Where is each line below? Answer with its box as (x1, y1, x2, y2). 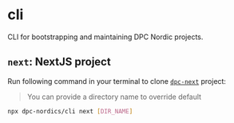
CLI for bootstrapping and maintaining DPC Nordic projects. (7, 32, 204, 42)
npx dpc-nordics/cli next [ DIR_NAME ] (7, 107, 133, 115)
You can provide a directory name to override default (26, 92, 201, 101)
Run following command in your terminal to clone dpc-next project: (7, 76, 227, 85)
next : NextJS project (7, 55, 111, 69)
